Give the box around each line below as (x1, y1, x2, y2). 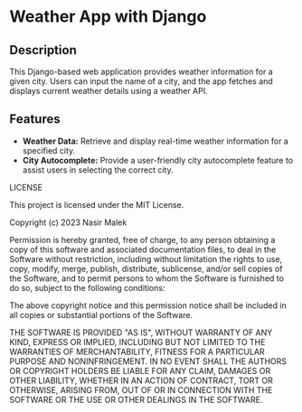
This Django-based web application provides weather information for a (9, 66, 273, 77)
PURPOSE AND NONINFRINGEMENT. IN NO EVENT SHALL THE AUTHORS (9, 355, 288, 367)
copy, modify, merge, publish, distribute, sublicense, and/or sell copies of (9, 263, 283, 274)
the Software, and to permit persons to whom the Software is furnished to (9, 273, 285, 284)
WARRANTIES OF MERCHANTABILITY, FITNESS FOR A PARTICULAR (9, 346, 265, 357)
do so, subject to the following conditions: (9, 282, 165, 293)
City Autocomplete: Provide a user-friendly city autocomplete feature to (22, 154, 294, 165)
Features (9, 111, 61, 127)
